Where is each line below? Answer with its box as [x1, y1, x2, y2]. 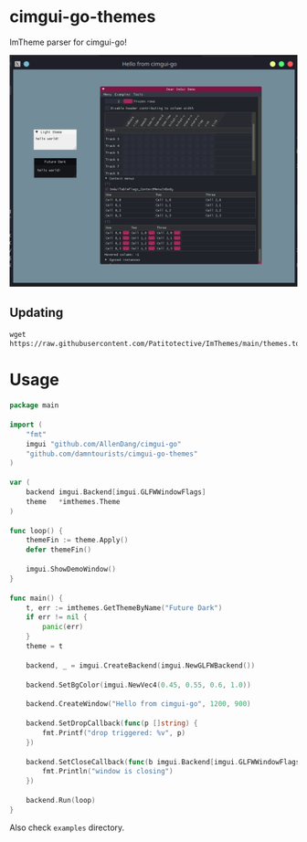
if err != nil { [26, 613, 89, 622]
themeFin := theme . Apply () [26, 536, 129, 545]
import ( [9, 420, 43, 429]
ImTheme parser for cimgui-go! [9, 37, 128, 47]
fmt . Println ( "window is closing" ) [42, 767, 174, 776]
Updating [9, 304, 64, 321]
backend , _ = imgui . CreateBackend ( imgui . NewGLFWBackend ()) [26, 660, 256, 670]
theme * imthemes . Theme [26, 497, 121, 506]
